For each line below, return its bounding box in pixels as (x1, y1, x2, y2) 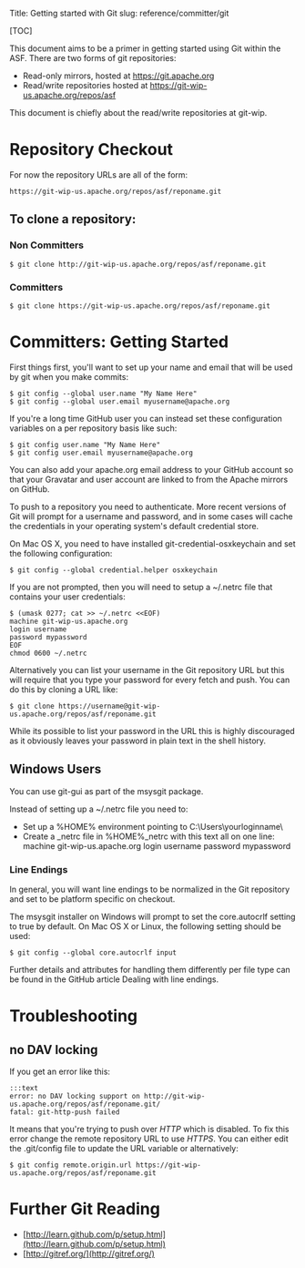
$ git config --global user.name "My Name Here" (9, 389, 198, 398)
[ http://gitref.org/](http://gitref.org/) (22, 1248, 155, 1259)
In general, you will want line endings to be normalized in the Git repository (9, 884, 290, 895)
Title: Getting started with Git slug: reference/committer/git (9, 8, 229, 18)
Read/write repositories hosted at (22, 80, 148, 90)
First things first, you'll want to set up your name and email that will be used (9, 362, 293, 373)
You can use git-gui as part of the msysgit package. (9, 785, 204, 796)
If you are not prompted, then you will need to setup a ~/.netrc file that (9, 581, 273, 592)
